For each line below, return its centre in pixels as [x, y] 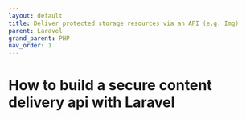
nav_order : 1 [30, 46]
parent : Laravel [35, 31]
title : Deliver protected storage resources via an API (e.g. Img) [124, 23]
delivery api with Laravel [92, 103]
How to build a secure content [111, 86]
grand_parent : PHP [39, 38]
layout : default [35, 16]
